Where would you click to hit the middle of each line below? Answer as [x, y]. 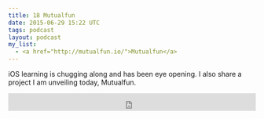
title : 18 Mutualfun [42, 15]
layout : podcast [35, 37]
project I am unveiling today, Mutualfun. [72, 82]
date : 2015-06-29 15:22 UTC [54, 23]
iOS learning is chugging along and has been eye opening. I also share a [125, 74]
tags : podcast [31, 30]
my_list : [22, 45]
